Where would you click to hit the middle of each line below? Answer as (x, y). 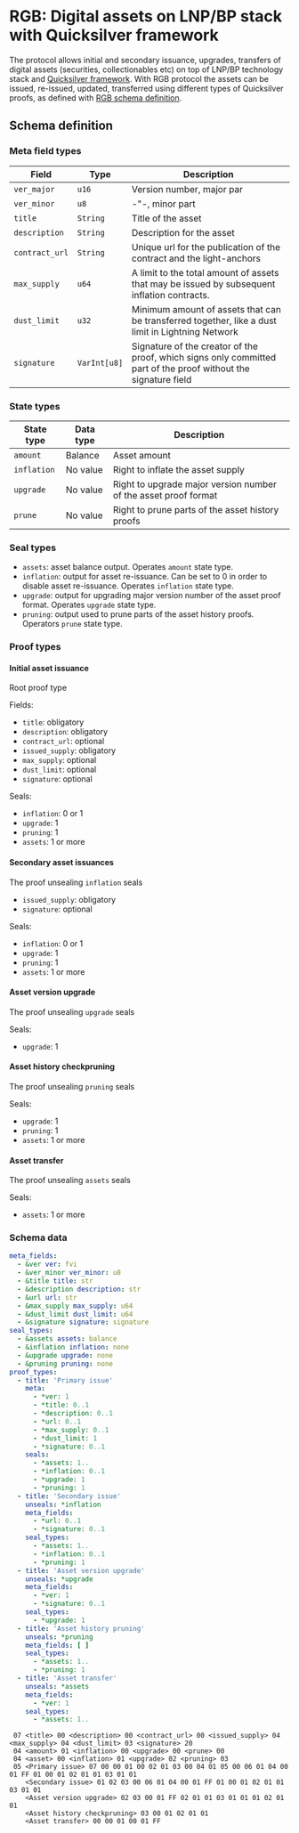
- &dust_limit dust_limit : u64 (75, 1314)
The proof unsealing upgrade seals (72, 1011)
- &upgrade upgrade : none (65, 1355)
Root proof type (38, 688)
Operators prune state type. (72, 624)
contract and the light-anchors (196, 258)
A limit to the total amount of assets (206, 272)
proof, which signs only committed (204, 357)
